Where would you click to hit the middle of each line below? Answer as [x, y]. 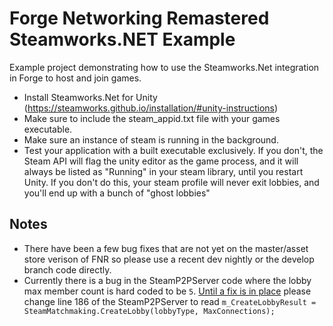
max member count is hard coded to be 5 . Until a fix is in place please [167, 291]
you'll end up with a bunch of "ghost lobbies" [117, 193]
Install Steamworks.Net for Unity [90, 97]
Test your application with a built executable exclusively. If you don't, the [173, 150]
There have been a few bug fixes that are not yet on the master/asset [166, 248]
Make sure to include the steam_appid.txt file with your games [152, 118]
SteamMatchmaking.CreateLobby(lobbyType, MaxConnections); [149, 311]
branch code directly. [67, 269]
